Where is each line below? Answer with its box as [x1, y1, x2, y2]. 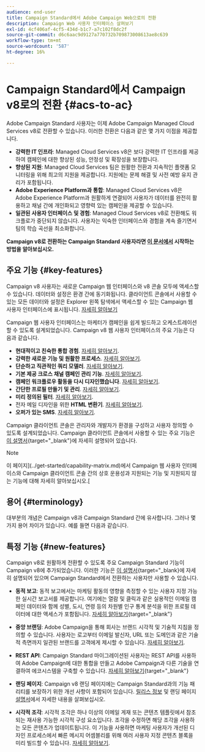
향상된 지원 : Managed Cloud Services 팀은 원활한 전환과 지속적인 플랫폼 [15, 163, 190, 171]
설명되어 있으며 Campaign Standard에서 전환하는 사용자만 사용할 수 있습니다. [12, 575, 199, 582]
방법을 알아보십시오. [6, 245, 54, 252]
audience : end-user [6, 9, 56, 15]
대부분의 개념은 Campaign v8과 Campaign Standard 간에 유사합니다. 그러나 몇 [6, 514, 196, 522]
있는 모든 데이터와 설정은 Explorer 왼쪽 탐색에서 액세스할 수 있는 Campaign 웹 [6, 298, 193, 305]
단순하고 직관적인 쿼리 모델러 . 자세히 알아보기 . [15, 362, 124, 370]
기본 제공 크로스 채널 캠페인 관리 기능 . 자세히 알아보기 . [15, 370, 143, 378]
